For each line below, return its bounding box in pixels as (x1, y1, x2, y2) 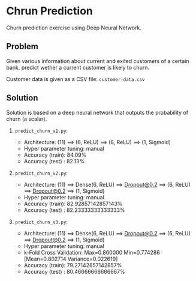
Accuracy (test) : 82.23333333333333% (23, 206, 125, 214)
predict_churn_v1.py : (14, 127, 68, 134)
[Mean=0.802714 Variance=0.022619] (23, 255, 118, 262)
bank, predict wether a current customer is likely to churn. (6, 64, 150, 71)
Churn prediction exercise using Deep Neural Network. (6, 24, 142, 31)
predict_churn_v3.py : (14, 218, 68, 225)
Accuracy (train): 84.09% (23, 151, 87, 159)
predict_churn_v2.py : (14, 169, 68, 177)
